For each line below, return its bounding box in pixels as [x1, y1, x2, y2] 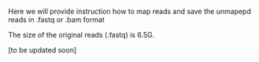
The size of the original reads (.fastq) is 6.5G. [8, 31, 155, 39]
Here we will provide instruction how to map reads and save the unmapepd [8, 7, 252, 16]
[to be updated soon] [8, 46, 77, 54]
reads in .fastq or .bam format [8, 15, 105, 24]
